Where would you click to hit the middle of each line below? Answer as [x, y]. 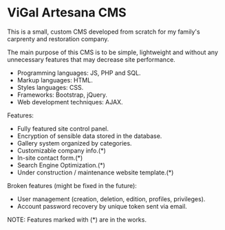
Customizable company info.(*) [62, 150]
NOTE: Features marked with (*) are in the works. [77, 219]
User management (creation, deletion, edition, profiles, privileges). [111, 199]
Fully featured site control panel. [63, 128]
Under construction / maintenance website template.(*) [95, 172]
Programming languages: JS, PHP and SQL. [79, 73]
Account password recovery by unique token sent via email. [102, 206]
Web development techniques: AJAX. [70, 102]
